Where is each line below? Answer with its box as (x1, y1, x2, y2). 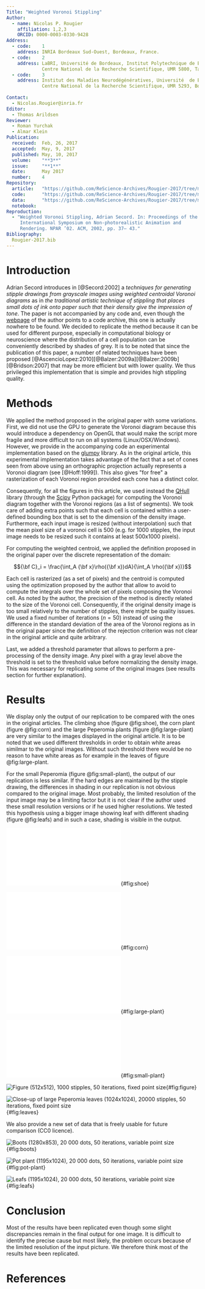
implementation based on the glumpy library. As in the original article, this (6, 449, 192, 457)
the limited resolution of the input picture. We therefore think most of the (6, 1244, 189, 1251)
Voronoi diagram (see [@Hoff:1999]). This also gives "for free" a (6, 468, 168, 476)
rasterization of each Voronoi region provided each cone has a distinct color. (6, 475, 199, 482)
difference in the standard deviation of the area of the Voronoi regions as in (6, 620, 195, 628)
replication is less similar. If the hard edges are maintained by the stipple (6, 777, 188, 785)
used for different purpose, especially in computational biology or (6, 329, 171, 337)
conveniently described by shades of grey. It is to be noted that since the (6, 342, 190, 349)
